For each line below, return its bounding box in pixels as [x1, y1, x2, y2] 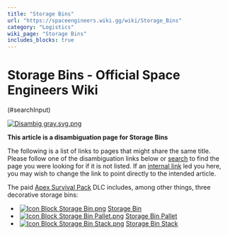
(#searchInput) [7, 105, 51, 114]
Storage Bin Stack [125, 219, 178, 228]
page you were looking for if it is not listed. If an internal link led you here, [7, 162, 222, 171]
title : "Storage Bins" [7, 10, 74, 18]
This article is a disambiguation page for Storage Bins [7, 133, 169, 142]
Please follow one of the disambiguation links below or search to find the [7, 154, 220, 163]
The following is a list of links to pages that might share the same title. [7, 147, 211, 156]
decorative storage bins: [7, 190, 79, 199]
